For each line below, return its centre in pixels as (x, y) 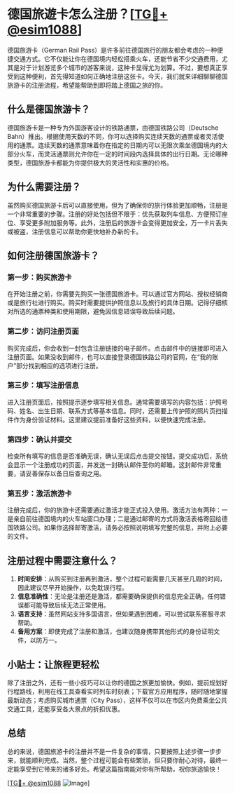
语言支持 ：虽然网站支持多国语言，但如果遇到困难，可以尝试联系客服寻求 (121, 614)
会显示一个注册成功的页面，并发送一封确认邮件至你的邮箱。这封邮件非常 (111, 465)
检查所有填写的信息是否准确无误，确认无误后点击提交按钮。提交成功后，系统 (117, 456)
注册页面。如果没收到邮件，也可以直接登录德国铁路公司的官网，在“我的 (110, 357)
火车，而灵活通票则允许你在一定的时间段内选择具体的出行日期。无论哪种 (123, 154)
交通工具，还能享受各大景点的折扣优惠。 (65, 709)
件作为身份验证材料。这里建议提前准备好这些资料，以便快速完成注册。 (108, 419)
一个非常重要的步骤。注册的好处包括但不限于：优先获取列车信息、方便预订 (114, 214)
